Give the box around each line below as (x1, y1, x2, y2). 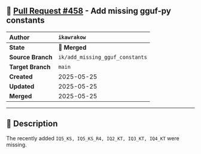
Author (9, 33, 30, 41)
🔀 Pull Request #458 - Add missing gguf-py (6, 6, 172, 16)
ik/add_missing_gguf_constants (58, 53, 148, 61)
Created (9, 73, 33, 81)
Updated (9, 82, 35, 90)
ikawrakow (58, 34, 86, 41)
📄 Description (6, 119, 58, 129)
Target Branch (9, 62, 51, 71)
